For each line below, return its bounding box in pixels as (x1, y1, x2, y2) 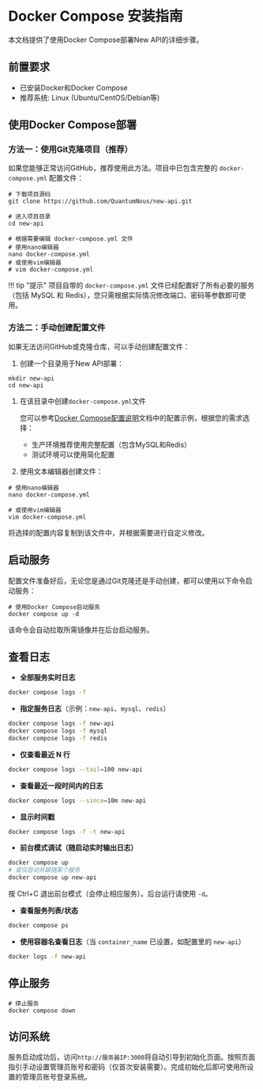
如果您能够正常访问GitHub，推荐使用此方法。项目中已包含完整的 (8, 163, 218, 173)
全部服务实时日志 (19, 672, 76, 682)
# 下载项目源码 (8, 191, 51, 199)
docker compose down (8, 1007, 77, 1015)
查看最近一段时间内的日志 (19, 781, 103, 790)
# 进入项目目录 (8, 213, 51, 221)
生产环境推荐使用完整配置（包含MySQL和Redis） (31, 440, 192, 449)
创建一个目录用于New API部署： (19, 358, 125, 368)
